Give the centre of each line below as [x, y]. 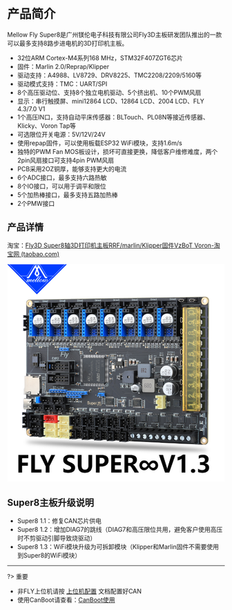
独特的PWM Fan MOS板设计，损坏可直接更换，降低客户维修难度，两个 [117, 151]
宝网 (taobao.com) [33, 254]
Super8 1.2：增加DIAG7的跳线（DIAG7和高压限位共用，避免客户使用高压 [120, 529]
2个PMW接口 [36, 203]
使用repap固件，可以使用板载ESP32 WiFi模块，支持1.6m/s [100, 143]
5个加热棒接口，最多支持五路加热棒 [68, 195]
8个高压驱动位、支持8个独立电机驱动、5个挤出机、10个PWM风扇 [109, 92]
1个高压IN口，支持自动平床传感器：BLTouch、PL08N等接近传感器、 [113, 117]
